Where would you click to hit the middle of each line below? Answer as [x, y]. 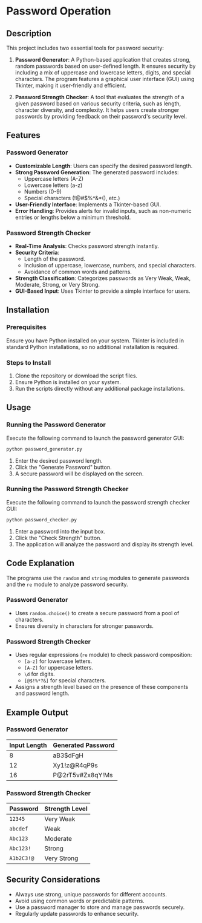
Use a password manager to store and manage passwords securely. [100, 907]
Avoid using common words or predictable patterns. [80, 901]
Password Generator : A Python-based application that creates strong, [103, 60]
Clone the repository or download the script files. [76, 376]
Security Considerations [54, 880]
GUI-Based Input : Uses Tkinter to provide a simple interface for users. [103, 291]
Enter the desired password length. [59, 460]
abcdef [19, 829]
